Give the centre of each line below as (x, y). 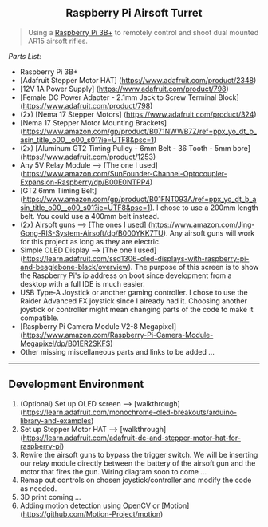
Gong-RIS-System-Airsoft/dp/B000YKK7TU (91, 233)
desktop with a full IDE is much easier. (82, 283)
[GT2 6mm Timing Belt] (58, 190)
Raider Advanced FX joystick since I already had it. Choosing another (133, 301)
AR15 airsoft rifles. (57, 41)
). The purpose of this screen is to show (193, 267)
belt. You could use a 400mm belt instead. (89, 216)
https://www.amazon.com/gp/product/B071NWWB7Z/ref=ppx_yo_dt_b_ (140, 131)
